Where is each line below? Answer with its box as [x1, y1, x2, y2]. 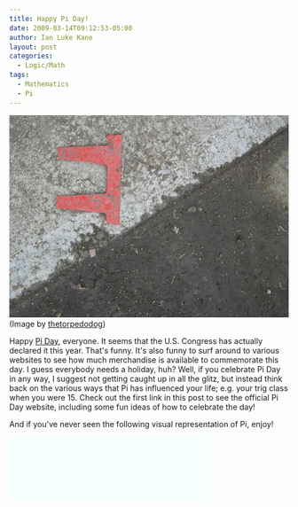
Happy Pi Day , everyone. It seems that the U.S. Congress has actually [9, 336, 263, 347]
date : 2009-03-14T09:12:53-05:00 [9, 23, 133, 33]
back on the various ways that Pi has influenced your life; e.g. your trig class [9, 383, 288, 394]
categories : [9, 51, 53, 61]
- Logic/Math [17, 61, 66, 70]
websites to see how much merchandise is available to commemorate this [9, 355, 279, 365]
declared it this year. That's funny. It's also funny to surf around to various [9, 346, 279, 356]
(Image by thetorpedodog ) [9, 319, 106, 330]
